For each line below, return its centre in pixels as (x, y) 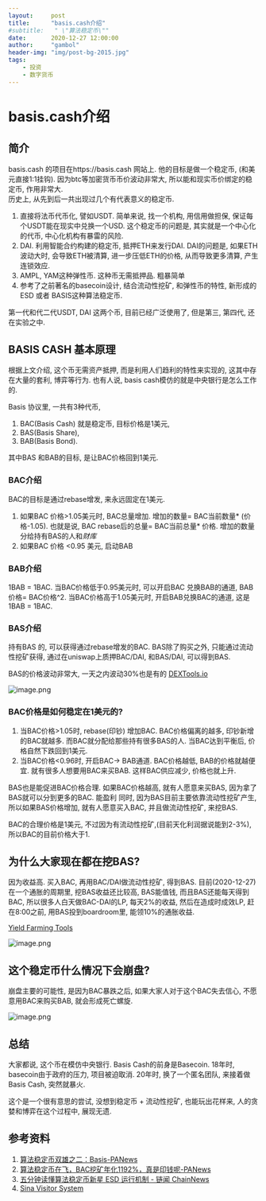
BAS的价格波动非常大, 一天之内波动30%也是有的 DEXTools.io (108, 674)
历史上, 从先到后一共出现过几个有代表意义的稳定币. (91, 199)
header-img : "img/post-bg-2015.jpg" (69, 52)
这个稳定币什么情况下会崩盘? (79, 970)
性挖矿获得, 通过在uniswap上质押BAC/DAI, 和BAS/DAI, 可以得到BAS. (120, 657)
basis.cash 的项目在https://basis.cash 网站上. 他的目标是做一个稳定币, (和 (128, 169)
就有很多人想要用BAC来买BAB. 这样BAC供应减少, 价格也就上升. (133, 770)
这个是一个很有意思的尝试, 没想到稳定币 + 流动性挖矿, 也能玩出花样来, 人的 (130, 1102)
